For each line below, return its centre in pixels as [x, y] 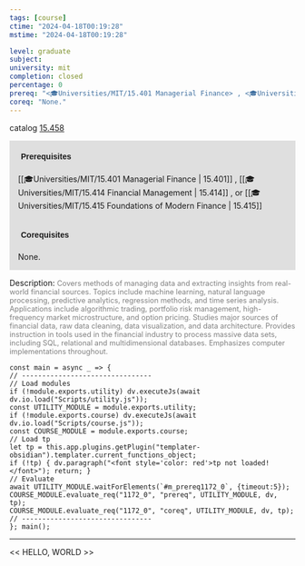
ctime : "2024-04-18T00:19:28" [67, 26]
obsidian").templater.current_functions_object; [103, 455]
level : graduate [40, 51]
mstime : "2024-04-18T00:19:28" [69, 35]
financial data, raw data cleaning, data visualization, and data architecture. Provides [152, 326]
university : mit [40, 68]
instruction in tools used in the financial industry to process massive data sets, [143, 334]
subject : [26, 60]
